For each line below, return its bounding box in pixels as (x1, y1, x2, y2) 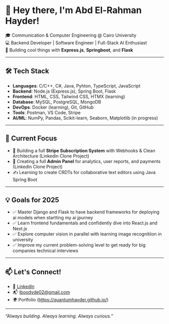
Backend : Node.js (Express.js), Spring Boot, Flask (12, 88, 116, 94)
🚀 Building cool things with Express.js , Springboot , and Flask (5, 47, 133, 53)
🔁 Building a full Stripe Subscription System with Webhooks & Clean (12, 147, 155, 153)
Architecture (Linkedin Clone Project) (12, 153, 90, 159)
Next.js (12, 226, 28, 232)
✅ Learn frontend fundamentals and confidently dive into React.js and (12, 220, 157, 226)
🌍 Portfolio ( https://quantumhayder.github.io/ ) (12, 297, 109, 303)
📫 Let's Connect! (5, 268, 61, 276)
